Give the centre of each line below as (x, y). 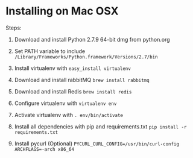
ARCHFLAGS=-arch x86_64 (44, 149)
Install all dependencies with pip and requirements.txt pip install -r (100, 126)
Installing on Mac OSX (62, 11)
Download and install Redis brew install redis (73, 91)
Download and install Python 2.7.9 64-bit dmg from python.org (92, 39)
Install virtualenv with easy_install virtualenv (72, 68)
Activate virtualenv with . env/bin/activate (69, 115)
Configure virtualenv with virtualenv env (65, 103)
